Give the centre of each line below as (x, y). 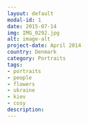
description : (26, 110)
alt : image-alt (29, 39)
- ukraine (21, 90)
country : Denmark (32, 52)
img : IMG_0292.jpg (33, 33)
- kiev (16, 97)
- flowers (21, 84)
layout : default (30, 13)
